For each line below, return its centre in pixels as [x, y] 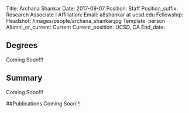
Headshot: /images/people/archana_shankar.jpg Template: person [86, 21]
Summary [24, 78]
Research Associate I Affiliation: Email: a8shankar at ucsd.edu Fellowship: [95, 15]
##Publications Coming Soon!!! [43, 103]
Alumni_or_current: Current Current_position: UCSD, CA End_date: [86, 27]
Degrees [22, 45]
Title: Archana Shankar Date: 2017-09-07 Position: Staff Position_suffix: [92, 8]
